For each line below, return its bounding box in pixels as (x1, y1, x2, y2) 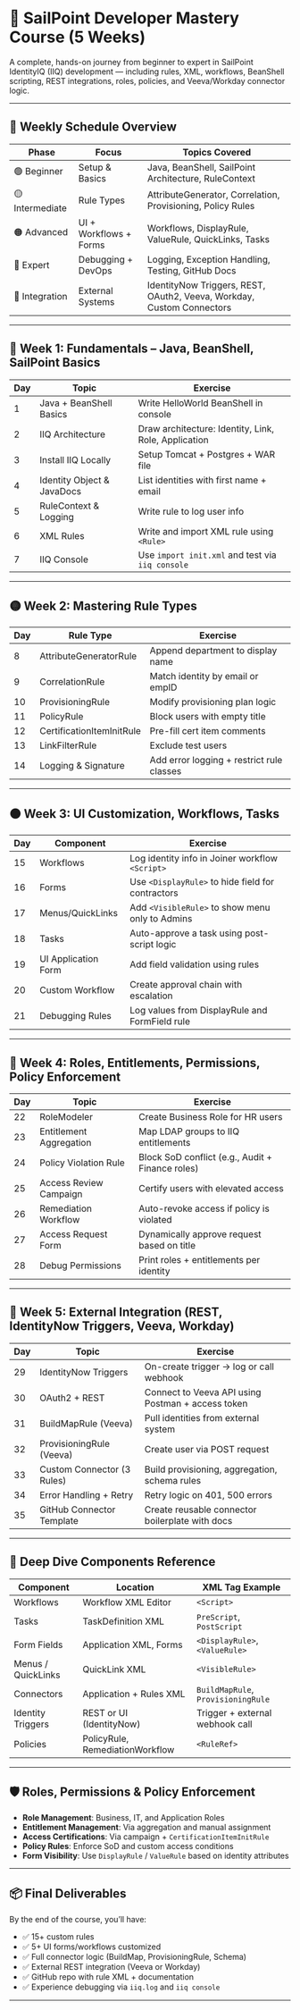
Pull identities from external (144, 1411, 260, 1424)
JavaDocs (39, 484, 82, 497)
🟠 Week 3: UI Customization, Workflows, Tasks (9, 806, 279, 821)
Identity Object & (39, 474, 110, 486)
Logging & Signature (39, 760, 125, 772)
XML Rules (39, 529, 85, 542)
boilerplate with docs (144, 1514, 233, 1526)
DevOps (78, 264, 112, 276)
